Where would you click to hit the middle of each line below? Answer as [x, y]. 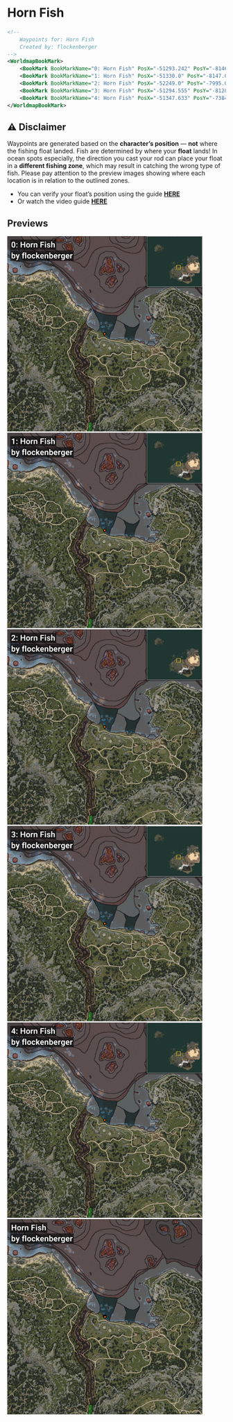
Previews [28, 223]
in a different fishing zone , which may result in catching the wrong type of [114, 166]
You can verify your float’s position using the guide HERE [98, 194]
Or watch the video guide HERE [62, 201]
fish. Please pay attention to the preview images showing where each [106, 173]
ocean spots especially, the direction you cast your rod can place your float [115, 158]
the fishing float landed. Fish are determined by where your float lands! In [112, 151]
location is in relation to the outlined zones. [69, 181]
